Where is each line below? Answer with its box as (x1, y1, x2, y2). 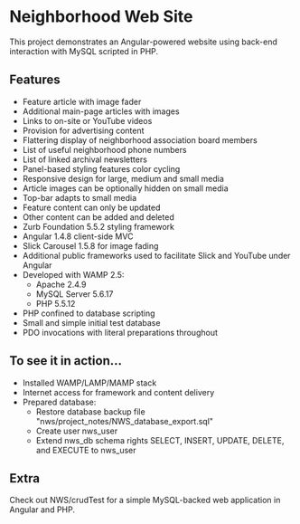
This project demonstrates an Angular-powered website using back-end (9, 36, 278, 47)
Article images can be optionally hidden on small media (22, 183, 229, 194)
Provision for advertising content (22, 125, 145, 136)
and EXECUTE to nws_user (35, 444, 137, 455)
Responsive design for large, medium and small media (22, 173, 224, 184)
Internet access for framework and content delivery (22, 386, 215, 397)
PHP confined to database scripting (22, 308, 155, 319)
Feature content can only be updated (22, 202, 161, 213)
